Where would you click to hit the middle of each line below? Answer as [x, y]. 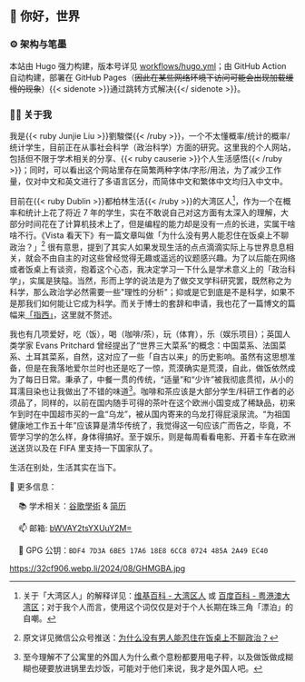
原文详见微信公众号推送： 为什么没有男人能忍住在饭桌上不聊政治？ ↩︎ [150, 638]
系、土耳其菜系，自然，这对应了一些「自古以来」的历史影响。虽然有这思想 [148, 357]
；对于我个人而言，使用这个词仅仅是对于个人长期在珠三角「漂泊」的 [166, 607]
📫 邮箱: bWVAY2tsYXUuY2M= [75, 528]
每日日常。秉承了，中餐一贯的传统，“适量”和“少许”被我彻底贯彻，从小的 [159, 380]
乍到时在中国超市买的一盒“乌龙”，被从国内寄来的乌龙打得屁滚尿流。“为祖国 [150, 414]
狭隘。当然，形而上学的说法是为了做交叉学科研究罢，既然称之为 [172, 281]
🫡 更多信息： [33, 486]
